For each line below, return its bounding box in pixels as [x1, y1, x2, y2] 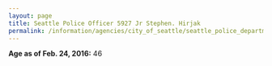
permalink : [8, 27, 45, 35]
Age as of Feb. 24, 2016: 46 [8, 49, 103, 59]
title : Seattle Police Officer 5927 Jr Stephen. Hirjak [8, 19, 201, 27]
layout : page [8, 11, 53, 20]
